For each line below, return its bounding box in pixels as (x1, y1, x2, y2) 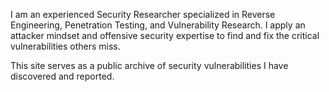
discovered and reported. (10, 70, 115, 82)
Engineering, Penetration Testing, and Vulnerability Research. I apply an (10, 19, 306, 31)
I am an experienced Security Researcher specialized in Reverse (10, 9, 276, 20)
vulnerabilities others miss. (10, 40, 121, 52)
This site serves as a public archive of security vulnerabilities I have (10, 60, 289, 71)
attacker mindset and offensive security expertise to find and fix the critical (10, 30, 320, 41)
